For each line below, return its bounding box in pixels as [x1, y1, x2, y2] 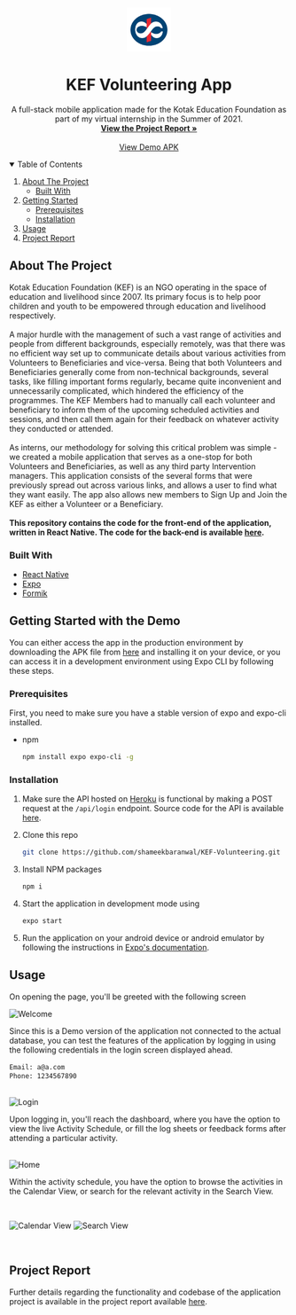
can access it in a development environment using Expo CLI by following [9, 655, 274, 667]
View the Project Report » [100, 122, 198, 133]
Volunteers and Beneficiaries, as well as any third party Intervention [9, 460, 256, 472]
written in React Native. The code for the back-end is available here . [9, 527, 265, 537]
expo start [21, 917, 63, 926]
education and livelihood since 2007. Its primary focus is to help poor [9, 291, 261, 301]
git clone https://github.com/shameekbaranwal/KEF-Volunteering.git [21, 848, 281, 857]
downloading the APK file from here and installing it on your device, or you [9, 646, 281, 657]
